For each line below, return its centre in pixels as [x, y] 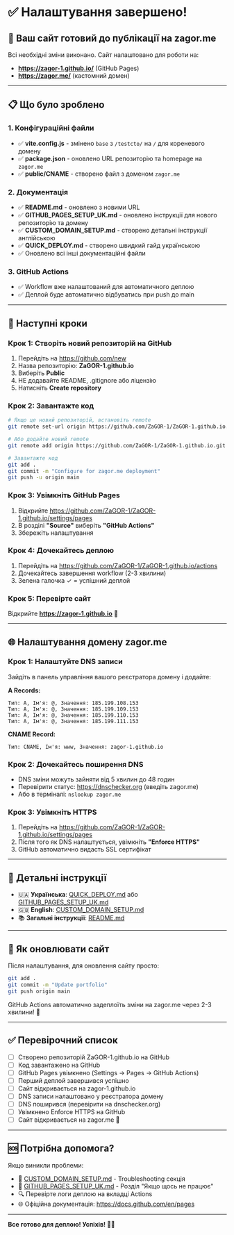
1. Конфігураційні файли [51, 128]
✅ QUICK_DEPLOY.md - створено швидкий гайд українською [109, 245]
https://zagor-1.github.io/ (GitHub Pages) [78, 68]
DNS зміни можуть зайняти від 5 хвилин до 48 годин [96, 779]
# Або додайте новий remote [49, 439]
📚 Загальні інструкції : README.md [71, 918]
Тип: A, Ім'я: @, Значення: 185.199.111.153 [73, 721]
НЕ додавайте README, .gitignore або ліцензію [87, 380]
